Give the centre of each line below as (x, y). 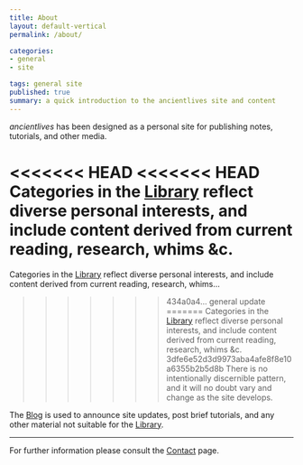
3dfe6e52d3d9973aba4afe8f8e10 (229, 358)
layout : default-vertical (58, 26)
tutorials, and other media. (58, 135)
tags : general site (46, 84)
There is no (247, 368)
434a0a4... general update (216, 301)
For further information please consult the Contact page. (114, 450)
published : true (40, 92)
